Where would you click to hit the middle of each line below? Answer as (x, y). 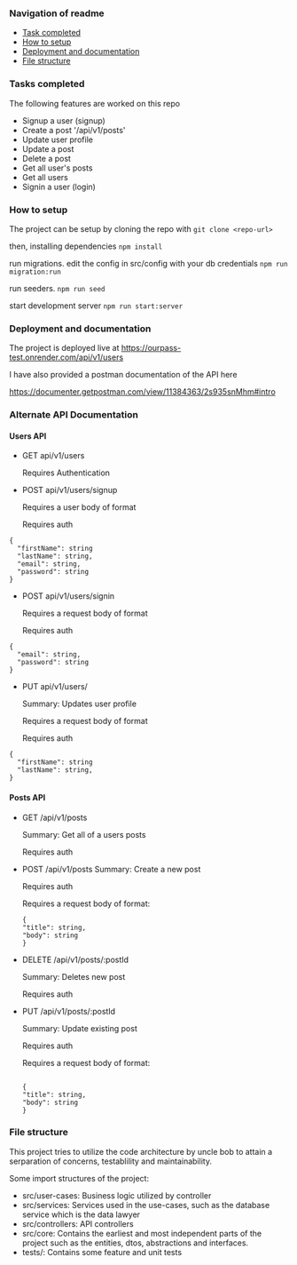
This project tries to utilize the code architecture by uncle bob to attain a (141, 1151)
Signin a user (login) (59, 187)
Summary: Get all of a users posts (84, 834)
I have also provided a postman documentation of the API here (123, 375)
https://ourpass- (151, 348)
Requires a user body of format (79, 507)
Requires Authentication (66, 473)
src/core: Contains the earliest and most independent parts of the (142, 1233)
